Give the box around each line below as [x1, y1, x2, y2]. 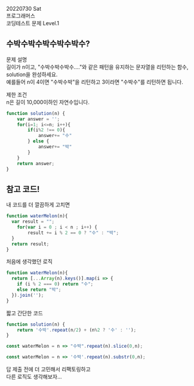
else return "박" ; [17, 287, 61, 293]
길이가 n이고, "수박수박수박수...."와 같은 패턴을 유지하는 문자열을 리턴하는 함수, [6, 63, 189, 71]
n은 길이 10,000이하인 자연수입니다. [6, 98, 90, 105]
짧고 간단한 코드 [6, 309, 44, 317]
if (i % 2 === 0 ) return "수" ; [17, 281, 94, 287]
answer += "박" [38, 144, 72, 150]
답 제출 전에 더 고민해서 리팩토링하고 [6, 366, 91, 373]
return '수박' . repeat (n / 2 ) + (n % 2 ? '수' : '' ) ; [17, 327, 137, 333]
